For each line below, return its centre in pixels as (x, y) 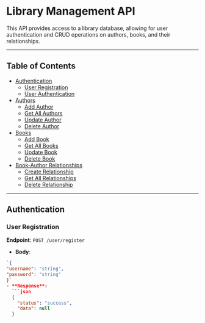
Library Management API (71, 11)
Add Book (37, 139)
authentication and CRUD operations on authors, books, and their (88, 34)
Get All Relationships (50, 178)
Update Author (43, 120)
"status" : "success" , (45, 303)
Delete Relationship (49, 184)
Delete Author (42, 126)
